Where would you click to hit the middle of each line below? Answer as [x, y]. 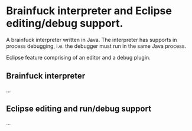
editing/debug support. [65, 23]
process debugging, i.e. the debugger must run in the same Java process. [96, 46]
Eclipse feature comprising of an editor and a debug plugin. [78, 57]
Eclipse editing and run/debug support [79, 109]
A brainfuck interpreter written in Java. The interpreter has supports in [92, 40]
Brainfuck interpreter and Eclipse [89, 11]
